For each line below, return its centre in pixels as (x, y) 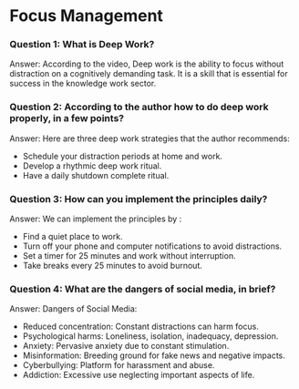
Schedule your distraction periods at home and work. (123, 156)
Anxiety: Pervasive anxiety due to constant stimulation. (126, 346)
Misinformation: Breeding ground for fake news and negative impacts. (154, 355)
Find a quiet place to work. (72, 237)
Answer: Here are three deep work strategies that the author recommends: (149, 138)
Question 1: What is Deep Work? (82, 45)
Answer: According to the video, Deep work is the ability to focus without (147, 64)
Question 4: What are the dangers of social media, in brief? (143, 289)
